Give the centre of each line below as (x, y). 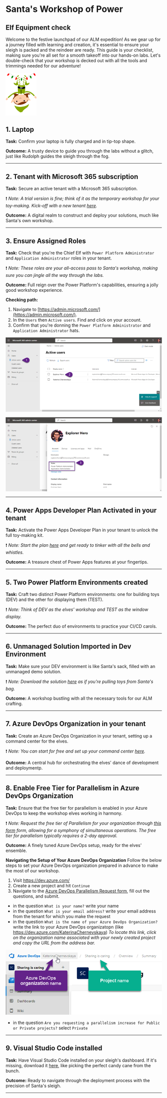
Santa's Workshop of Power (64, 9)
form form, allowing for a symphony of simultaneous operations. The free (81, 830)
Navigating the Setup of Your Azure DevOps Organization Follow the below (84, 860)
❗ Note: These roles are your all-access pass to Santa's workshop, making (82, 268)
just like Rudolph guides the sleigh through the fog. (57, 156)
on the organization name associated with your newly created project (84, 937)
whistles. (15, 552)
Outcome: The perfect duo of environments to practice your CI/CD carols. (82, 626)
